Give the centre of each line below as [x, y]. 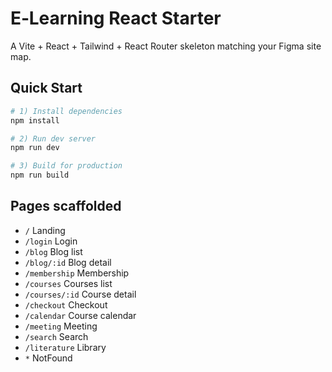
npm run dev [35, 148]
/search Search [56, 336]
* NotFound [48, 358]
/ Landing [45, 230]
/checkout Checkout [66, 304]
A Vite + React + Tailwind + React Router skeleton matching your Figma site [166, 46]
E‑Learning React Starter [116, 18]
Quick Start [46, 88]
